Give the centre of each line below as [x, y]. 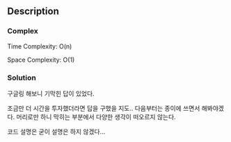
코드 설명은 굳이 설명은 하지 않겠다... [56, 132]
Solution [22, 78]
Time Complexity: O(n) [40, 46]
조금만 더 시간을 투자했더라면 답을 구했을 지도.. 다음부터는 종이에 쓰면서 [104, 108]
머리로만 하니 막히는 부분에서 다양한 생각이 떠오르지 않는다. [96, 116]
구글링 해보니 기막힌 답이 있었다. [51, 94]
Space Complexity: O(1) [41, 60]
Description [33, 11]
